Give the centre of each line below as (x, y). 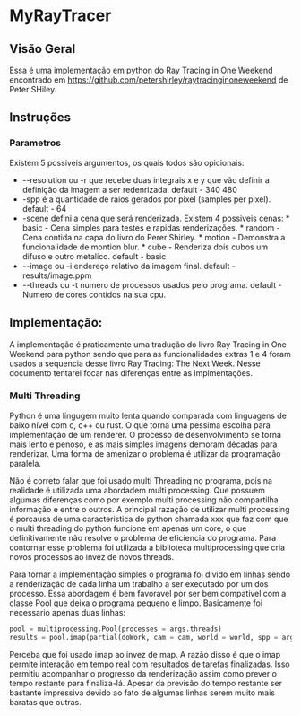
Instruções (40, 118)
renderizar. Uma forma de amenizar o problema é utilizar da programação (145, 453)
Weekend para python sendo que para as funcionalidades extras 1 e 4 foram (150, 354)
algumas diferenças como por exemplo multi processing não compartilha (144, 500)
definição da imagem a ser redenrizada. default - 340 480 (129, 189)
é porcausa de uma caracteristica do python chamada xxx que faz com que (149, 519)
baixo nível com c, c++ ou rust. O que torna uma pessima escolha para (140, 425)
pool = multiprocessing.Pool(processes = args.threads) (116, 629)
